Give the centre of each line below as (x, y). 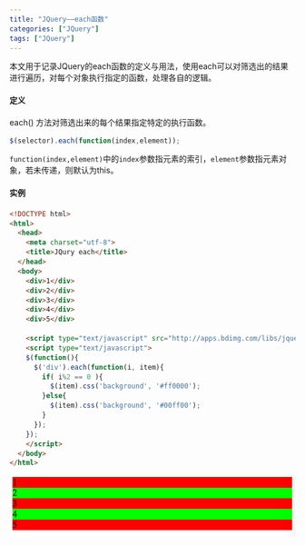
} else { (54, 396)
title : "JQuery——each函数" (59, 19)
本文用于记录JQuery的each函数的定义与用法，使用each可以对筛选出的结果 (149, 66)
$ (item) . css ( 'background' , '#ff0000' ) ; (125, 386)
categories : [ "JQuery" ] (54, 29)
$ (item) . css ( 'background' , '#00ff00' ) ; (125, 406)
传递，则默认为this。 (79, 170)
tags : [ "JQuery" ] (42, 38)
